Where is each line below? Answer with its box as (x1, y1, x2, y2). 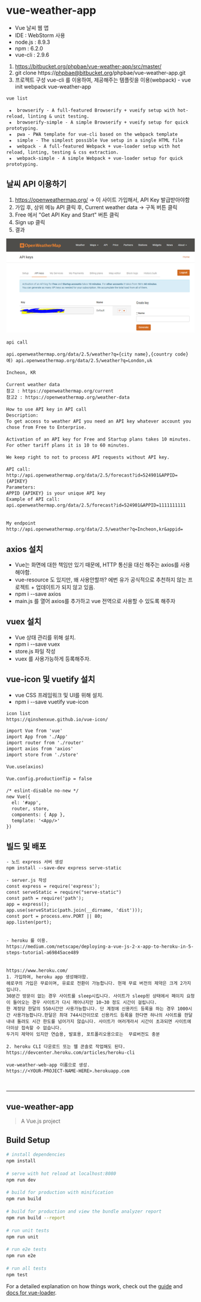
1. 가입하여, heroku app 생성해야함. (6, 974, 89, 980)
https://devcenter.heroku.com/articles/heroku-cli (6, 1050, 135, 1056)
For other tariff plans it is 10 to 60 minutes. (6, 442, 130, 448)
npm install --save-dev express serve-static (6, 864, 121, 871)
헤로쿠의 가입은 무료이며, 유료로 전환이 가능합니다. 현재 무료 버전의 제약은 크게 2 (6, 980, 184, 986)
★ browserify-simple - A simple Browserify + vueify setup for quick (8, 119, 188, 125)
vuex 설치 (6, 617, 42, 627)
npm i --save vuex (14, 640, 60, 647)
